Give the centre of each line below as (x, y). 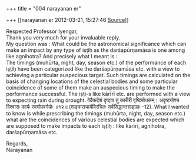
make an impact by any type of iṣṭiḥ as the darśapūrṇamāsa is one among (96, 50)
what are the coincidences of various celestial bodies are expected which (95, 120)
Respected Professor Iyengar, (42, 31)
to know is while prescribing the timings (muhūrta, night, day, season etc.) (96, 113)
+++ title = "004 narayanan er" (44, 9)
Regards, (17, 143)
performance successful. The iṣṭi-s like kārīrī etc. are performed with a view (98, 94)
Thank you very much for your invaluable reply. (63, 37)
